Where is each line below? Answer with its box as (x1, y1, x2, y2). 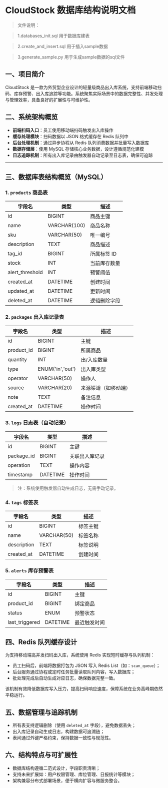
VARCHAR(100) (47, 222, 85, 229)
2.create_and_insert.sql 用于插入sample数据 (17, 43, 108, 49)
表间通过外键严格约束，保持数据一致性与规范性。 (12, 735, 113, 741)
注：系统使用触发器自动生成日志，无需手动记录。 (17, 485, 118, 491)
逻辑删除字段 (89, 297, 120, 304)
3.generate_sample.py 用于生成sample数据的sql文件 (17, 54, 125, 60)
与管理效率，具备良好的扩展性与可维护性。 (5, 97, 93, 103)
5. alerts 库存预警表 (5, 567, 54, 574)
